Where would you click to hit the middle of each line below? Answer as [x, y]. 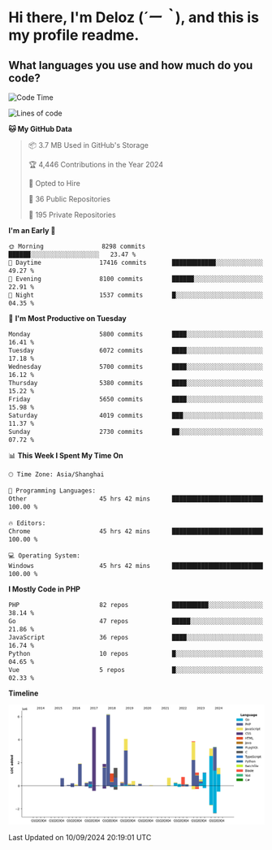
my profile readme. [74, 35]
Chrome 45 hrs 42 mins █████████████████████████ [136, 531]
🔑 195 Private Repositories [72, 215]
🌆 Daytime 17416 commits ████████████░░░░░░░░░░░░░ [136, 262]
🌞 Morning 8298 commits [77, 246]
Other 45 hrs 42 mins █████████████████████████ [136, 499]
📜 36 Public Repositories [69, 199]
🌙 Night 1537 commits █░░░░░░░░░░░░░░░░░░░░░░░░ [136, 295]
